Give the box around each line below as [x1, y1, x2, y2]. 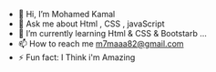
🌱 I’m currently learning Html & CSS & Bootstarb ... [17, 28, 208, 38]
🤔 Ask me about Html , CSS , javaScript [17, 18, 166, 29]
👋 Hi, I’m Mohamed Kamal [17, 9, 116, 19]
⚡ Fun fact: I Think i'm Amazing [17, 52, 136, 63]
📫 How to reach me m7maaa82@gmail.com [17, 38, 184, 49]
